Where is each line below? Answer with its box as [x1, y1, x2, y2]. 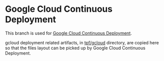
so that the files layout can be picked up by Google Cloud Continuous [5, 45, 146, 51]
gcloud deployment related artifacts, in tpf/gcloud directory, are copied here [5, 39, 159, 45]
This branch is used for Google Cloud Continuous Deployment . [5, 30, 132, 36]
